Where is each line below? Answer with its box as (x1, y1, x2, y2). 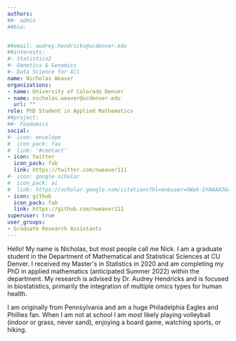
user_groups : (7, 219, 46, 226)
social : (7, 127, 30, 134)
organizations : (7, 82, 52, 89)
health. (7, 289, 27, 297)
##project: (7, 114, 39, 122)
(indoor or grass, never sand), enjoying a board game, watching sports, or (7, 318, 221, 326)
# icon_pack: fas (7, 140, 61, 148)
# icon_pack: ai (7, 179, 58, 186)
